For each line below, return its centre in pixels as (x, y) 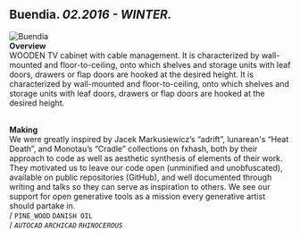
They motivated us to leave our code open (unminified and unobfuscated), (146, 167)
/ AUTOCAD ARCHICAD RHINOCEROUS (66, 225)
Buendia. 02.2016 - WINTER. (91, 15)
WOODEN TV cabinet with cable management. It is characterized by (134, 55)
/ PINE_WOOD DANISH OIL (51, 215)
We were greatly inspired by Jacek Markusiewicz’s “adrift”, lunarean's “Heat (149, 139)
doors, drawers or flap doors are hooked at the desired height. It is (132, 74)
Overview (28, 46)
